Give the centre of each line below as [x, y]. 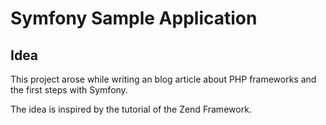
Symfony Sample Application [134, 18]
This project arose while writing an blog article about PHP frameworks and [163, 79]
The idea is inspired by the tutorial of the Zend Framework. [131, 109]
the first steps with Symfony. [69, 90]
